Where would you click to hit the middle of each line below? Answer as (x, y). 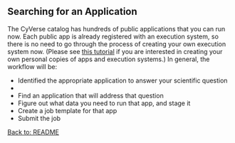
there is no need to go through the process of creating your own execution (117, 44)
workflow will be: (32, 66)
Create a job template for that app (67, 110)
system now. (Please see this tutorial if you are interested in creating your (115, 51)
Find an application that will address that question (90, 95)
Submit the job (39, 118)
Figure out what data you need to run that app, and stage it (104, 103)
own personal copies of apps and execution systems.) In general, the (109, 59)
